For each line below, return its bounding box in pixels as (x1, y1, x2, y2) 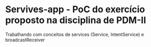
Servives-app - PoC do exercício (5, 4, 145, 15)
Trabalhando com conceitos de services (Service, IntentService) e (5, 31, 144, 37)
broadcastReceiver (5, 37, 45, 43)
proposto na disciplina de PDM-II (5, 14, 146, 26)
